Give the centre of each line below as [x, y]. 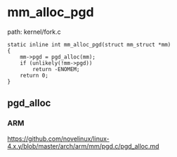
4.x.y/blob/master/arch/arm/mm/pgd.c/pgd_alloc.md [83, 146]
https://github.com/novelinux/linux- [59, 139]
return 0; [34, 75]
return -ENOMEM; [56, 69]
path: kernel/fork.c [34, 32]
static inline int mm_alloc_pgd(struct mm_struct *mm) [89, 44]
